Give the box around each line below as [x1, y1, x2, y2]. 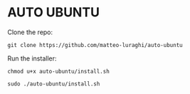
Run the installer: [7, 54, 57, 63]
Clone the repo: [7, 28, 53, 36]
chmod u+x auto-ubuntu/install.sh [7, 68, 110, 75]
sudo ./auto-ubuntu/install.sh [7, 80, 100, 88]
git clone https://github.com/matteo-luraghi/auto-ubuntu [7, 41, 183, 48]
